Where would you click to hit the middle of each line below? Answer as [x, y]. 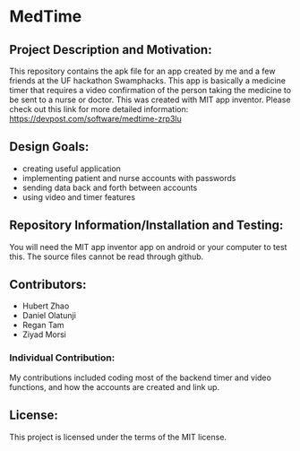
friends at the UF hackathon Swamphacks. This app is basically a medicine [148, 81]
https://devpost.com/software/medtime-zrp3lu [95, 119]
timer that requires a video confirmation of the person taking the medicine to [150, 90]
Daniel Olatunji [49, 316]
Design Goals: [49, 147]
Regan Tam [43, 325]
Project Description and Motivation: [111, 50]
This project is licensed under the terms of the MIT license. [118, 437]
